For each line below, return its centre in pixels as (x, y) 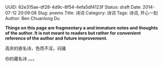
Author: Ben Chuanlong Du (32, 18)
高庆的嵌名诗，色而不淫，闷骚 (35, 48)
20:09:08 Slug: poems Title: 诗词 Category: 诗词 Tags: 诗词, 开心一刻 (88, 13)
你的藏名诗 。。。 (21, 59)
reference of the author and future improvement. (56, 38)
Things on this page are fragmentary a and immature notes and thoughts (81, 28)
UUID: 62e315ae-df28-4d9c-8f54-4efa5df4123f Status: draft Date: (74, 7)
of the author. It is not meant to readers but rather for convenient (73, 33)
